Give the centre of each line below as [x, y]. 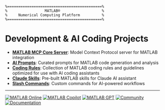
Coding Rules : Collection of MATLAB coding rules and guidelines [78, 67]
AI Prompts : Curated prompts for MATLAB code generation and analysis [85, 63]
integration [23, 57]
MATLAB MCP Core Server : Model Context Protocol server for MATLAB [85, 52]
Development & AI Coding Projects [77, 39]
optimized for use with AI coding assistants [56, 73]
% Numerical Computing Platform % [55, 15]
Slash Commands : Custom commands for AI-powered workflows [78, 83]
